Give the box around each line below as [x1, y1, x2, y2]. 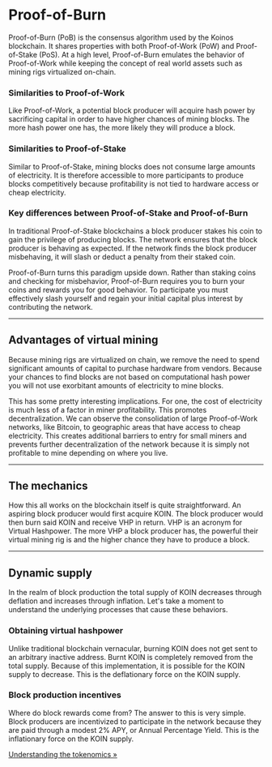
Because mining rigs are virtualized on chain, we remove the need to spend [8, 354, 261, 364]
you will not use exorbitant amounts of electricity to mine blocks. [8, 380, 224, 390]
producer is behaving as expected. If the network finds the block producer [8, 243, 257, 253]
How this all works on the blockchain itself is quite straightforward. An [8, 500, 241, 510]
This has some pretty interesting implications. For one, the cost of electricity [8, 396, 263, 406]
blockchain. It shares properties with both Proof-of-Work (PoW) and [8, 41, 235, 50]
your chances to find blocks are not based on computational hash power [8, 371, 251, 382]
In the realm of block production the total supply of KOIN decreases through [8, 588, 261, 598]
